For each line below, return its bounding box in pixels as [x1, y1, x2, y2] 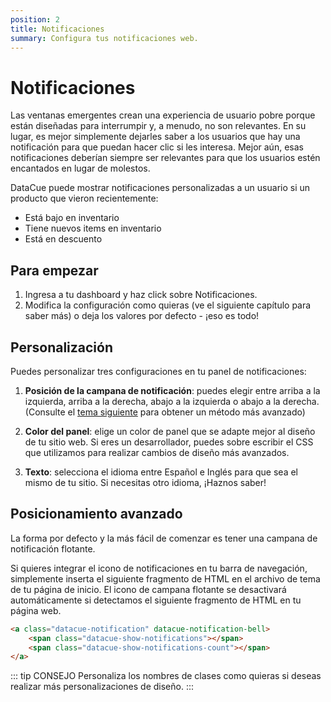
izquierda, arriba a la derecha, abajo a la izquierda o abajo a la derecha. [24, 395, 320, 407]
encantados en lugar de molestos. [10, 162, 151, 175]
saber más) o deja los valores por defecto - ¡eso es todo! [24, 310, 260, 322]
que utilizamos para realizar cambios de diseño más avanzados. [24, 446, 290, 458]
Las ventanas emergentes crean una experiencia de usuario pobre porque [10, 109, 316, 121]
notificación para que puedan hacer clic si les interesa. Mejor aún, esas [10, 141, 304, 153]
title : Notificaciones [10, 24, 105, 34]
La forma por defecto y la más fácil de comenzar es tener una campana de [10, 532, 318, 544]
